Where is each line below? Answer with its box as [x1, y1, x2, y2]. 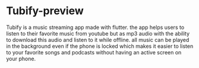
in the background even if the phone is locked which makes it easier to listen [6, 43, 194, 50]
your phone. [6, 55, 36, 62]
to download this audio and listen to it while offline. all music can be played [6, 36, 189, 43]
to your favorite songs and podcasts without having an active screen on [6, 48, 182, 56]
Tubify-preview [6, 4, 84, 18]
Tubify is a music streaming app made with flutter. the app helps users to [6, 24, 185, 31]
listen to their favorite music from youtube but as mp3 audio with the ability [6, 30, 190, 37]
